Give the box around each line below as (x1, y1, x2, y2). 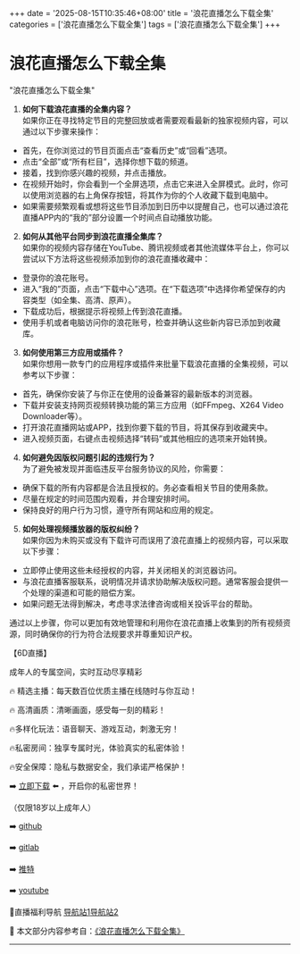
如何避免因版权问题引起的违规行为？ (21, 452, 156, 463)
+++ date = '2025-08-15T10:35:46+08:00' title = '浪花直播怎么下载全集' (9, 8, 274, 18)
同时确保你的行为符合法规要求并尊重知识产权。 (24, 628, 197, 639)
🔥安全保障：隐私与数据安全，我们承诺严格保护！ (9, 761, 187, 772)
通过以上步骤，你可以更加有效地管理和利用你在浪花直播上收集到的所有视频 (9, 617, 283, 628)
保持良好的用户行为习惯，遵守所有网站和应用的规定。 (21, 504, 219, 515)
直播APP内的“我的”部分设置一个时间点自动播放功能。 (21, 212, 217, 222)
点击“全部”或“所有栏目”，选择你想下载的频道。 (21, 155, 194, 167)
